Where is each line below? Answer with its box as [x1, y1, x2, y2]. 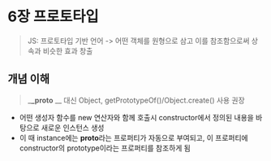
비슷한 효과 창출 [42, 46, 93, 55]
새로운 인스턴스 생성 [41, 123, 105, 133]
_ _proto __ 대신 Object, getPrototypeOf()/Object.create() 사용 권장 [27, 95, 245, 105]
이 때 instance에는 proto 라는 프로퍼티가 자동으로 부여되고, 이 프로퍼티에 [19, 133, 248, 142]
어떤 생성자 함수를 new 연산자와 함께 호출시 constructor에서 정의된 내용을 [19, 112, 255, 122]
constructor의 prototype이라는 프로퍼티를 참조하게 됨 [19, 143, 191, 153]
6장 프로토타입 [7, 7, 99, 26]
